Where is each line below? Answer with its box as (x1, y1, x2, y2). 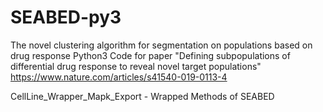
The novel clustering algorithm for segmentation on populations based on (10, 39, 313, 51)
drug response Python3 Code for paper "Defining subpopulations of (10, 49, 291, 61)
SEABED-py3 (10, 6, 122, 29)
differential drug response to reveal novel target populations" (10, 60, 262, 72)
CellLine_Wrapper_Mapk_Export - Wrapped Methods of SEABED (10, 90, 275, 102)
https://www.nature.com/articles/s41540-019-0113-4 (10, 71, 228, 83)
